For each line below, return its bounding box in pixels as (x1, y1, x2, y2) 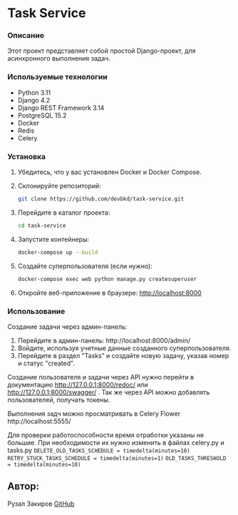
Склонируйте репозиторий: (17, 182, 101, 190)
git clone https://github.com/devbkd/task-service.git (17, 195, 185, 203)
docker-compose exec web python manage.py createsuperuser (17, 275, 197, 282)
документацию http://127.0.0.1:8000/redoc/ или (7, 380, 148, 389)
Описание (7, 31, 45, 41)
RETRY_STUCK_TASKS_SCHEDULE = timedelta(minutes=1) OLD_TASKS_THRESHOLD (7, 454, 227, 462)
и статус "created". (17, 359, 75, 367)
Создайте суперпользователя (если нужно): (17, 262, 153, 270)
